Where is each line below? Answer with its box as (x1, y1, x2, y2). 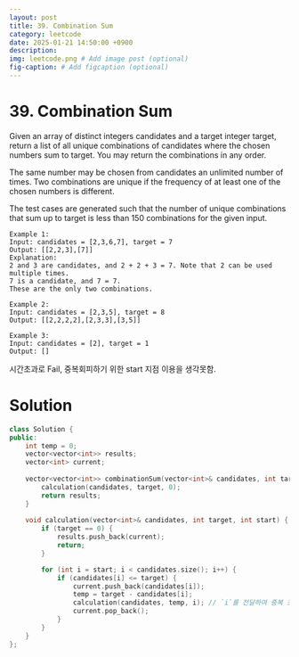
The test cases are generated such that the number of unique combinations (9, 202, 287, 214)
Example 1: (9, 229, 50, 239)
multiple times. (9, 268, 69, 277)
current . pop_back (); (72, 607, 149, 616)
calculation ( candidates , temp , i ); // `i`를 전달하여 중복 (72, 598, 283, 607)
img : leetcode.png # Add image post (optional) (9, 54, 190, 63)
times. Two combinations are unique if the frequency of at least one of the (9, 176, 281, 187)
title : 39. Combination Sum (9, 21, 114, 30)
